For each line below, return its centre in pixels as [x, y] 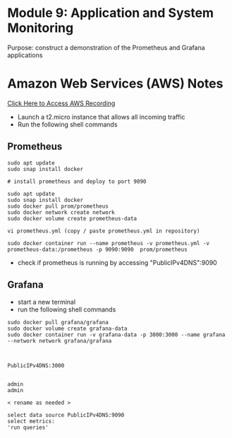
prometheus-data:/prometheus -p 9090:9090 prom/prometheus [98, 249]
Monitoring [41, 28]
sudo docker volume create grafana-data [68, 328]
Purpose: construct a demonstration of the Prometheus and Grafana [106, 47]
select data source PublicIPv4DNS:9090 [66, 415]
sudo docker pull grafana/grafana [58, 322]
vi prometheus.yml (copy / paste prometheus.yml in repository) [104, 231]
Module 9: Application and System [110, 13]
